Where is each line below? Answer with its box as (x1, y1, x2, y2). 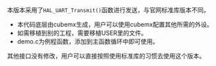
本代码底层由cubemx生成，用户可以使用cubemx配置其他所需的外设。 (16, 20, 213, 29)
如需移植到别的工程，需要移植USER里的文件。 (16, 29, 147, 37)
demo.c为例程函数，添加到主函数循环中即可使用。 (16, 37, 159, 46)
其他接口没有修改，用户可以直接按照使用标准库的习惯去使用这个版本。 (7, 52, 206, 60)
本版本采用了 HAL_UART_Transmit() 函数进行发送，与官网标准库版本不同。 (7, 6, 211, 14)
